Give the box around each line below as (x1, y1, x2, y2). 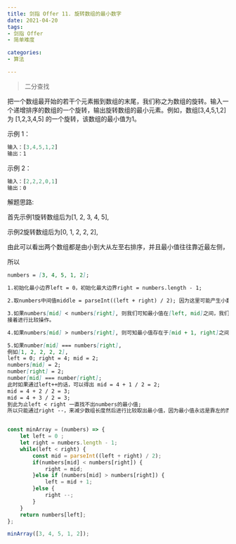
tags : (7, 23, 23, 30)
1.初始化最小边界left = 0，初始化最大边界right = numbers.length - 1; (7, 284, 202, 292)
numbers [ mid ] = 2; (7, 362, 61, 369)
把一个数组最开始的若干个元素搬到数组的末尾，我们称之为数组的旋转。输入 (7, 96, 223, 106)
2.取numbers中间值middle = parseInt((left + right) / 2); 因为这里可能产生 (7, 297, 221, 305)
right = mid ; (44, 465, 83, 472)
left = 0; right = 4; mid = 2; (7, 355, 99, 362)
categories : (7, 49, 42, 56)
